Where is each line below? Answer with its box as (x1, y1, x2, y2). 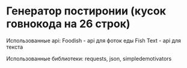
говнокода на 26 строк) (6, 17, 130, 31)
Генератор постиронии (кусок (6, 4, 167, 18)
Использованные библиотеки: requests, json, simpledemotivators (6, 55, 172, 62)
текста (6, 43, 23, 51)
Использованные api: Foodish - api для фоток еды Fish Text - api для (6, 37, 182, 44)
